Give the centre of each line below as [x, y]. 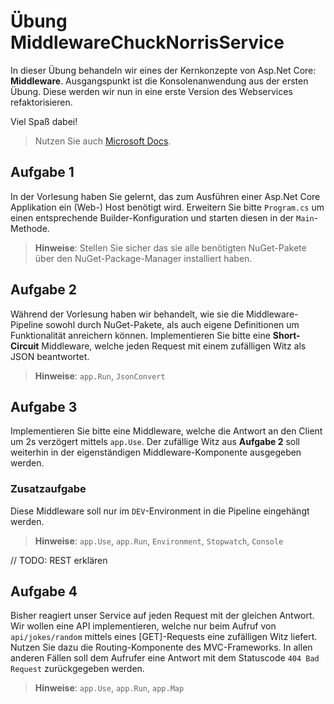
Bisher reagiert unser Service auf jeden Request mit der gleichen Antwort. [162, 616]
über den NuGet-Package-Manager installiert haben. [143, 258]
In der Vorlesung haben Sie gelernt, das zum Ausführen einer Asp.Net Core [165, 196]
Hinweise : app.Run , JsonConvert [100, 376]
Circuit [25, 346]
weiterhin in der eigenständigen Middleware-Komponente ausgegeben [156, 452]
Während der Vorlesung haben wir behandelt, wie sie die [127, 314]
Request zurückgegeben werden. [77, 669]
